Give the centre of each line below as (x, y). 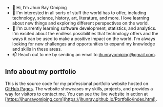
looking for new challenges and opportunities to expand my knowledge (83, 44)
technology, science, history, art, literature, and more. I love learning (81, 18)
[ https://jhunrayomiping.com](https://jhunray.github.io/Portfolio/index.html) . (81, 99)
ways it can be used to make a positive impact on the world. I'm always (83, 39)
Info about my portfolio (41, 72)
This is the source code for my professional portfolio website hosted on (77, 84)
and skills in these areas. (37, 49)
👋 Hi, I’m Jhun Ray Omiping (40, 8)
